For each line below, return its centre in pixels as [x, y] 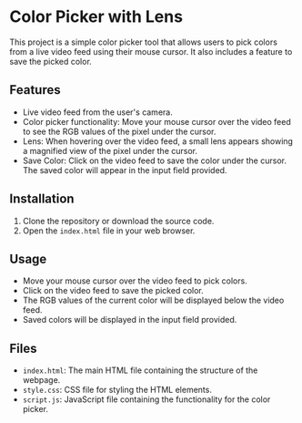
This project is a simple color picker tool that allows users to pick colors [143, 42]
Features [35, 90]
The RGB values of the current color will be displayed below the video [153, 300]
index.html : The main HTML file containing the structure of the [140, 370]
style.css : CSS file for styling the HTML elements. [117, 390]
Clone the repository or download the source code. [118, 221]
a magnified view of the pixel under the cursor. [110, 150]
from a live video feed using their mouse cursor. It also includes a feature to [151, 51]
